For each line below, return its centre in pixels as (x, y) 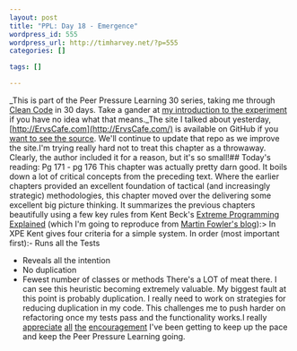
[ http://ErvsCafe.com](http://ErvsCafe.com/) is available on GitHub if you (144, 129)
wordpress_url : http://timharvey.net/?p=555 (94, 43)
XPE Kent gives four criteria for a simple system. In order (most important (144, 233)
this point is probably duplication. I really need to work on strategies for (154, 298)
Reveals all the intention (66, 260)
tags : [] (26, 67)
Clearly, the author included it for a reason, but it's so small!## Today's (140, 157)
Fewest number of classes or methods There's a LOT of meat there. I (149, 279)
